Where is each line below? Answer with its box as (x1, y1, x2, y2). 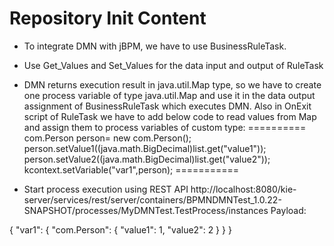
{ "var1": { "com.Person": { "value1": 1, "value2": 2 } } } (9, 223, 232, 236)
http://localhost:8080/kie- (190, 183, 297, 195)
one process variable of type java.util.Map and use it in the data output (23, 89, 316, 101)
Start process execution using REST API (23, 183, 189, 195)
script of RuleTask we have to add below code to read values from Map (23, 110, 317, 122)
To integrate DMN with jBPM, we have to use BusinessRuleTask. (23, 40, 287, 52)
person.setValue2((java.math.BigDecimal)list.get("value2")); (23, 153, 271, 165)
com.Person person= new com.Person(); (23, 132, 192, 144)
